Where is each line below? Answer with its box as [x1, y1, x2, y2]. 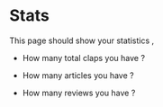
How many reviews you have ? [22, 87, 136, 98]
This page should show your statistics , [9, 35, 155, 46]
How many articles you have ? [22, 69, 134, 81]
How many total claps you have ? [22, 52, 146, 63]
